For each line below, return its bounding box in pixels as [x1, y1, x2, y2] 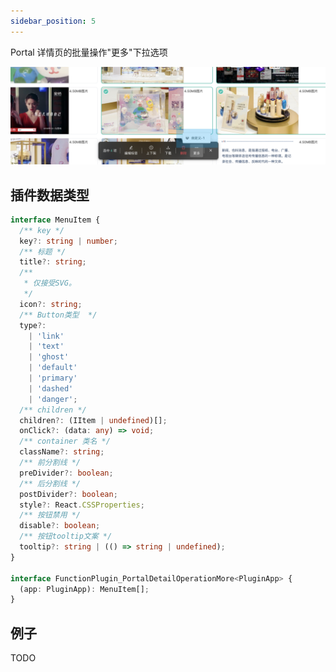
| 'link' [28, 331, 65, 341]
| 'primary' [28, 373, 78, 384]
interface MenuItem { [10, 215, 101, 225]
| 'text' [28, 341, 65, 352]
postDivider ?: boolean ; [19, 489, 118, 499]
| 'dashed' [28, 383, 74, 394]
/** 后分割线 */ [19, 478, 82, 489]
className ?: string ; [19, 447, 105, 457]
